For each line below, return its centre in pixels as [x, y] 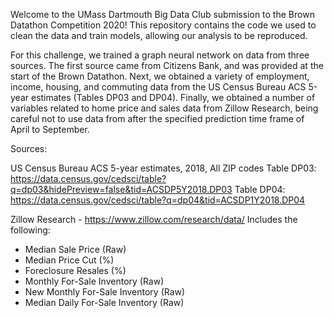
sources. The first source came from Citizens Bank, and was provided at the [167, 65]
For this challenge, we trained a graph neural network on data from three [160, 55]
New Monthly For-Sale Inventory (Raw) [105, 292]
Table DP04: [260, 189]
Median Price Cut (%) [69, 260]
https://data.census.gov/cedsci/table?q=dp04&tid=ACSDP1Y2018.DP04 [158, 200]
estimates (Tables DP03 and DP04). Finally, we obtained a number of [173, 97]
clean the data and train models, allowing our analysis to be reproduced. [159, 35]
